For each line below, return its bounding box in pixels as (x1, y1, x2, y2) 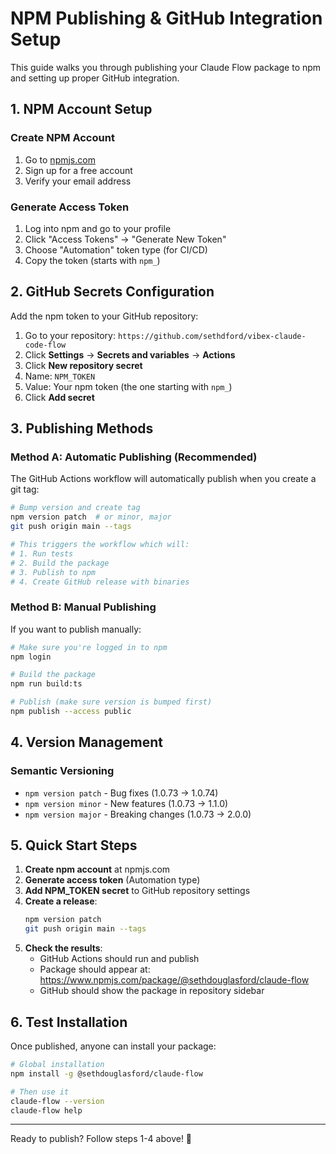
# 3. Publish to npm (10, 567, 97, 577)
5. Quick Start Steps (10, 837, 138, 854)
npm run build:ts (10, 679, 83, 689)
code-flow (24, 340, 67, 350)
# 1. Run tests (10, 548, 74, 559)
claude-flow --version (10, 1096, 105, 1106)
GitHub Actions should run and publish (39, 953, 200, 965)
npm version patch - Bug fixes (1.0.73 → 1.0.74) (24, 787, 219, 799)
